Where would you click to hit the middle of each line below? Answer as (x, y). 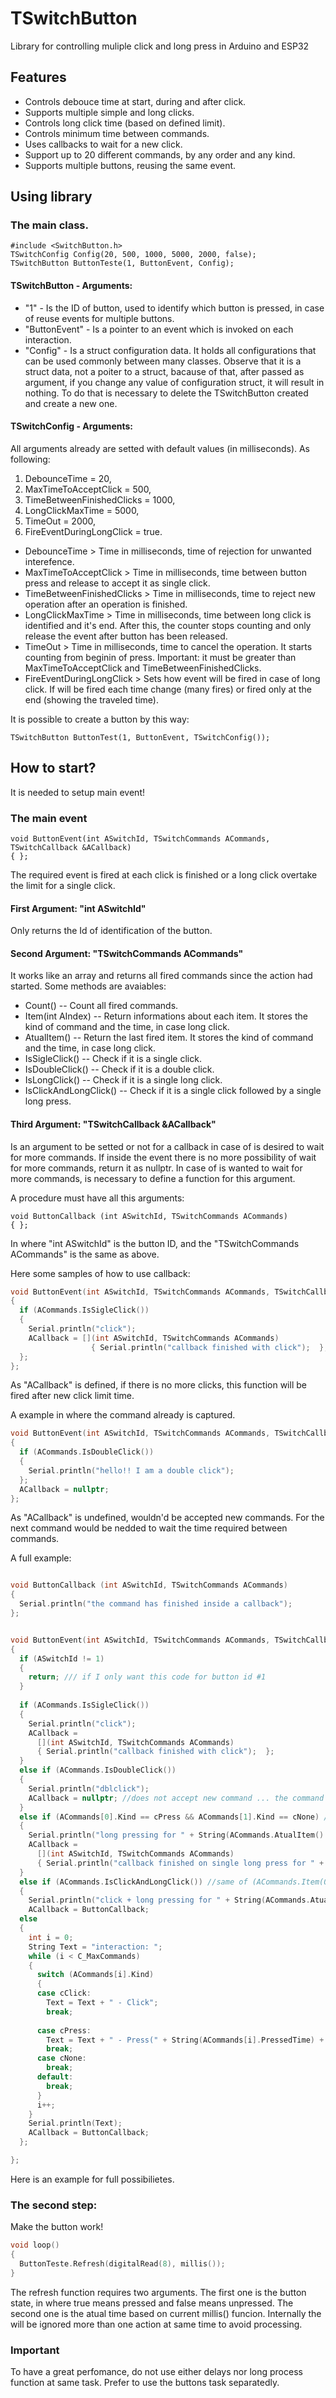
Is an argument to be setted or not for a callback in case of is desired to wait (167, 1146)
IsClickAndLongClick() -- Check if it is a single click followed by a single (173, 1091)
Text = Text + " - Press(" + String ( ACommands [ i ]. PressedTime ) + (185, 2040)
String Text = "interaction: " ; (95, 1947)
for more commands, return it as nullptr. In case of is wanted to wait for (156, 1168)
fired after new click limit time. (72, 1396)
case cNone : (61, 2058)
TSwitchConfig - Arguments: (71, 426)
